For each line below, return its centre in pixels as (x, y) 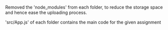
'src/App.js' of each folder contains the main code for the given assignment (83, 22)
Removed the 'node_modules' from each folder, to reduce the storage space (84, 7)
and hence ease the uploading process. (46, 12)
